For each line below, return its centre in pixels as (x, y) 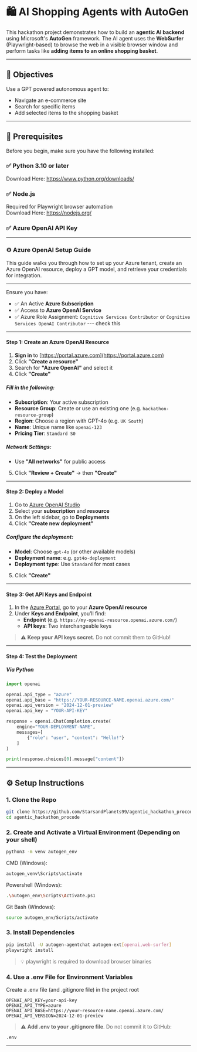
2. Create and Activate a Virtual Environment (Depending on (93, 832)
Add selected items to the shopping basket (66, 113)
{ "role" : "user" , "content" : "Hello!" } (76, 738)
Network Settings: (29, 447)
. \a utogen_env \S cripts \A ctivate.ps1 (51, 896)
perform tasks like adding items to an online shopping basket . (82, 50)
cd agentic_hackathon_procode (43, 817)
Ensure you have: (27, 292)
